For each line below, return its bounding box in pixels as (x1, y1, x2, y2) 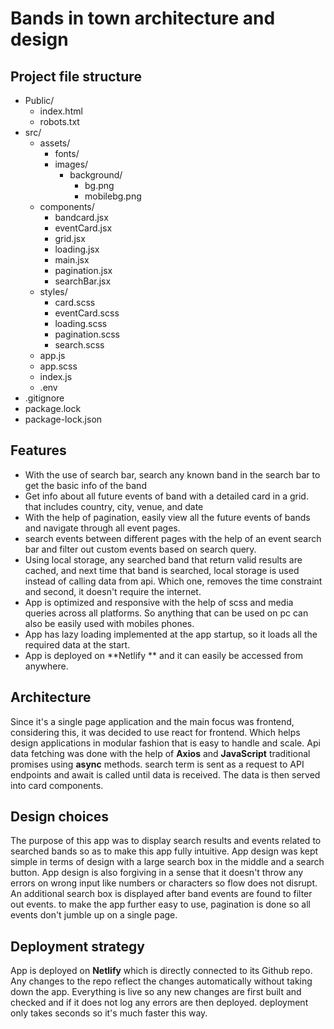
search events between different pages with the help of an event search (24, 532, 322, 544)
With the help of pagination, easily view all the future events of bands (24, 511, 311, 523)
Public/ (24, 95, 55, 106)
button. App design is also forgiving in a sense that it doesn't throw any (10, 867, 304, 879)
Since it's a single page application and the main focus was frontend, (10, 715, 295, 727)
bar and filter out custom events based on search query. (24, 543, 257, 555)
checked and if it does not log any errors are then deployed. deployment (10, 997, 309, 1009)
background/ (69, 169, 123, 181)
